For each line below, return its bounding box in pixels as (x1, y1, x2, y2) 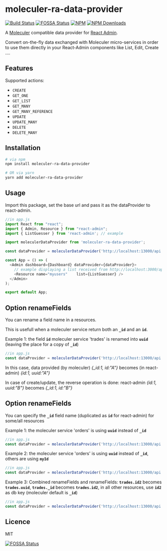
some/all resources (5, 418, 45, 424)
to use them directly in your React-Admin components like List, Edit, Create (5, 44, 159, 50)
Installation (5, 144, 41, 152)
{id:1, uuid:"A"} (20, 369, 51, 376)
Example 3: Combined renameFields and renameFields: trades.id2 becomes (5, 479, 162, 485)
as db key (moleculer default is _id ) (5, 490, 78, 496)
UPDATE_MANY (12, 119, 37, 125)
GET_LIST (12, 98, 31, 103)
